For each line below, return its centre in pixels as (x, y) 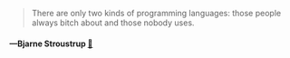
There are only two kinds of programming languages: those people (156, 13)
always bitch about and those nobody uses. (113, 23)
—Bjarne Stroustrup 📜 (51, 43)
